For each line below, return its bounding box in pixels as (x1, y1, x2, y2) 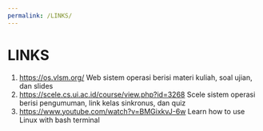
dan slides (18, 81, 54, 90)
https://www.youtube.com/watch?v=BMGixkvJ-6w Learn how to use (18, 106, 245, 116)
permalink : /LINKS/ (7, 11, 73, 20)
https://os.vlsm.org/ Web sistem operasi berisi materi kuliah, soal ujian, (18, 73, 253, 82)
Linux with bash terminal (18, 115, 101, 125)
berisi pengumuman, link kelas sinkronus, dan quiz (18, 97, 186, 108)
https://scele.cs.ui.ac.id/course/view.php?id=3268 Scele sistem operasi (18, 89, 256, 99)
